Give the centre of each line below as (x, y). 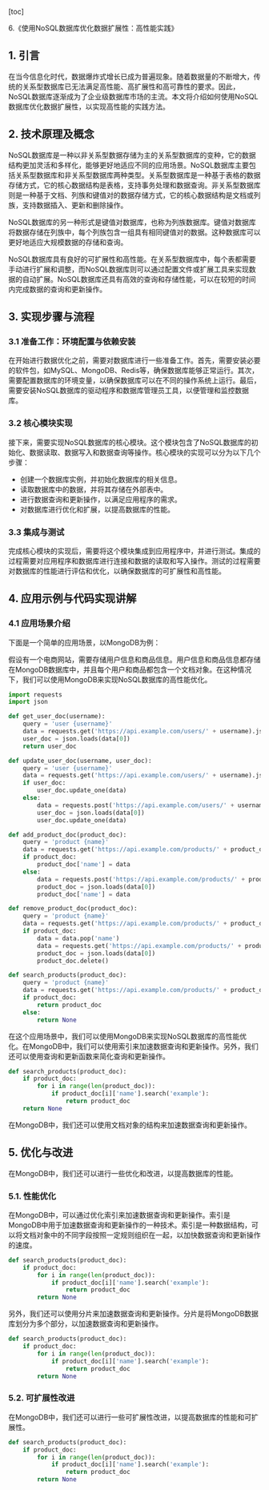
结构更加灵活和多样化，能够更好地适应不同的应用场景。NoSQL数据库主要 (129, 165)
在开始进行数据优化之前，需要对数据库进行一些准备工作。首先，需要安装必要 (134, 360)
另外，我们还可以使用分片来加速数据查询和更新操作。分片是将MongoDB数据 (133, 1314)
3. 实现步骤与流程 (51, 317)
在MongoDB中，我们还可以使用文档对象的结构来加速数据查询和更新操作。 (130, 1125)
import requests (35, 695)
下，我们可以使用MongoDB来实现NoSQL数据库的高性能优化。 (110, 679)
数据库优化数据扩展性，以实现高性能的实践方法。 (89, 106)
